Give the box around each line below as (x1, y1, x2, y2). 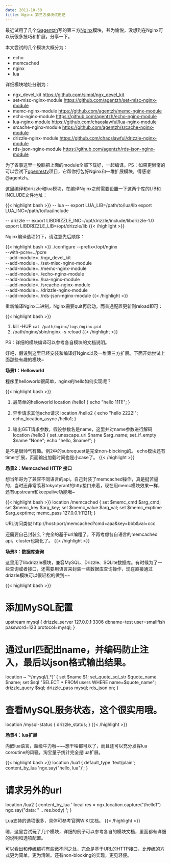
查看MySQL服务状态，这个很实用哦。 (5, 704, 162, 716)
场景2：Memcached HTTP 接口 (5, 465, 72, 471)
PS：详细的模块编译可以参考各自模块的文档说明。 (5, 339, 110, 345)
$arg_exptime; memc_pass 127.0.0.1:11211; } (5, 510, 96, 516)
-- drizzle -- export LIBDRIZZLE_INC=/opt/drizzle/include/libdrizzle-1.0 (5, 217, 154, 223)
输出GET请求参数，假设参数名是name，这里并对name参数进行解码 (12, 426, 153, 432)
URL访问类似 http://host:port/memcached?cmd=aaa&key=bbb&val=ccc (5, 520, 156, 527)
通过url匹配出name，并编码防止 (5, 644, 140, 655)
